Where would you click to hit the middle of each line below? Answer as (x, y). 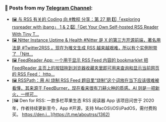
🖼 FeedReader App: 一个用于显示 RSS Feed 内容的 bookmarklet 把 (80, 60)
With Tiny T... (25, 34)
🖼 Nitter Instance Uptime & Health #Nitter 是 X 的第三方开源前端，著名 (84, 40)
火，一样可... (25, 94)
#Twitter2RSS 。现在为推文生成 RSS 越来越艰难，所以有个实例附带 (89, 48)
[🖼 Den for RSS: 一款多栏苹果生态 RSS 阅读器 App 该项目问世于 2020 (83, 101)
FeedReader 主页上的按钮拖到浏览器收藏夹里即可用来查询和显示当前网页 (85, 68)
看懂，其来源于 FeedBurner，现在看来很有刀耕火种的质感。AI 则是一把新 (86, 88)
